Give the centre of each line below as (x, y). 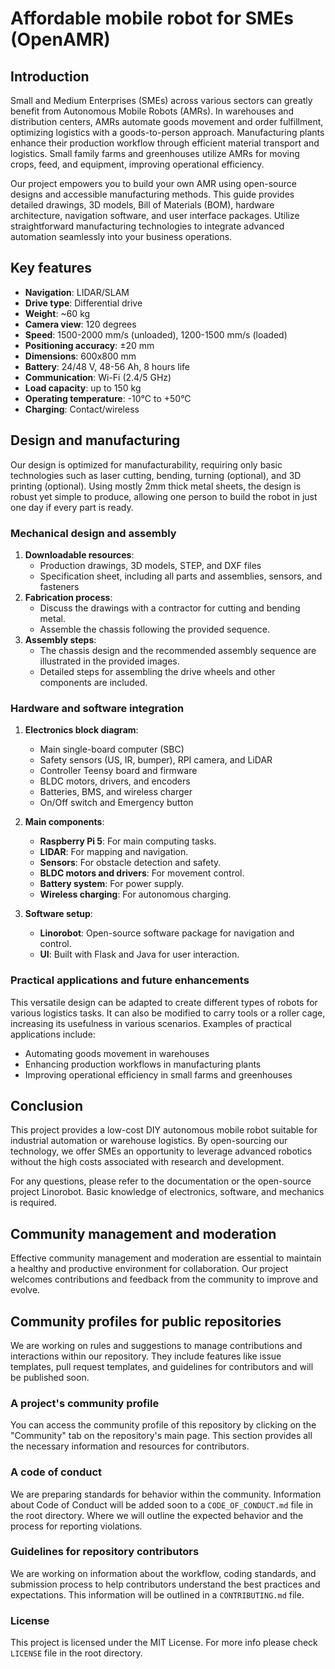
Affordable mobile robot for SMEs (152, 18)
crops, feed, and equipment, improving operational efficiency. (137, 164)
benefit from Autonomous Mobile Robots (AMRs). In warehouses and (152, 111)
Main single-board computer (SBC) (112, 749)
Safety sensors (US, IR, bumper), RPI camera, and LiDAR (156, 760)
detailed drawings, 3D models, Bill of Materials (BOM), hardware (142, 205)
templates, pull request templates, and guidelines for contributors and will (162, 1366)
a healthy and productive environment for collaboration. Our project (149, 1269)
